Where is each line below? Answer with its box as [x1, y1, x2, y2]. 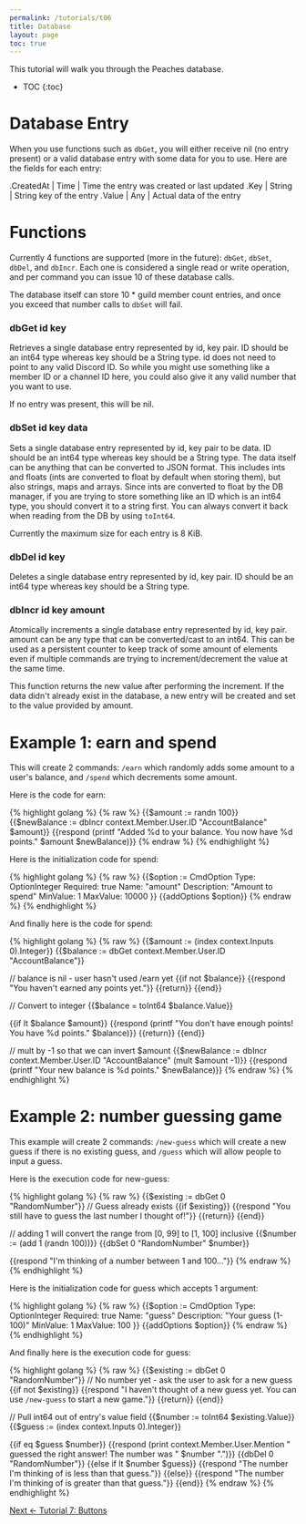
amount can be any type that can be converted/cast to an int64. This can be [9, 634, 295, 645]
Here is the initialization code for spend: [9, 854, 159, 865]
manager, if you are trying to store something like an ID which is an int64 [9, 490, 281, 501]
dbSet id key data [9, 421, 88, 434]
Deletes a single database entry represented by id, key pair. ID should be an [9, 571, 294, 582]
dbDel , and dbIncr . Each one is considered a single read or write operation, [9, 262, 290, 273]
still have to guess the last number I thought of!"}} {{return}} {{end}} [9, 1210, 266, 1221]
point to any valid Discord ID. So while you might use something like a [9, 362, 270, 373]
